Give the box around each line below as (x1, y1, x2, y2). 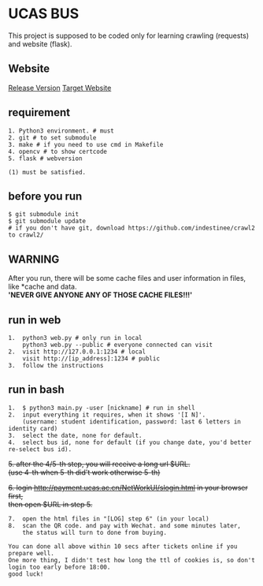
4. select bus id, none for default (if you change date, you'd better (8, 439, 252, 446)
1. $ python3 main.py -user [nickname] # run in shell (8, 404, 195, 412)
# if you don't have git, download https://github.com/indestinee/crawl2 (8, 224, 256, 233)
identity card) (8, 424, 58, 432)
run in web (8, 313, 61, 327)
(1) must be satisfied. (8, 168, 87, 176)
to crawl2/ (8, 231, 44, 239)
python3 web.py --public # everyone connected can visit (22, 341, 213, 349)
